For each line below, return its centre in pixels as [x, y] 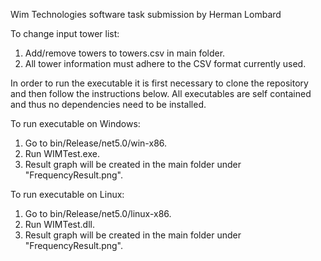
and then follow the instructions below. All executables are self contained [161, 93]
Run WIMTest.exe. [62, 153]
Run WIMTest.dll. [59, 224]
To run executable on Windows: [75, 123]
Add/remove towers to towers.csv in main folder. [125, 53]
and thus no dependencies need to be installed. [108, 104]
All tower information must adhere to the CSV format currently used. [165, 63]
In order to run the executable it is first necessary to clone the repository [159, 83]
